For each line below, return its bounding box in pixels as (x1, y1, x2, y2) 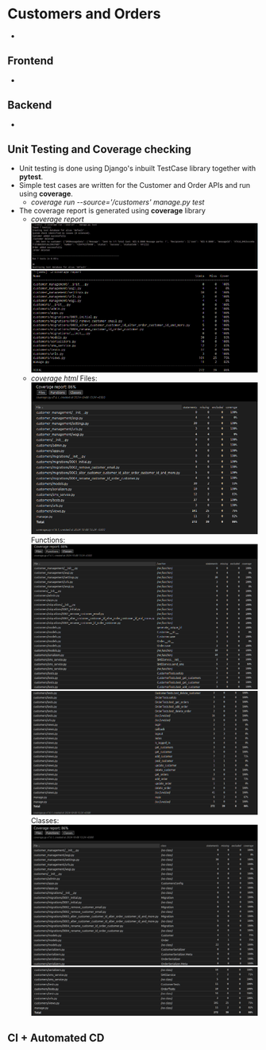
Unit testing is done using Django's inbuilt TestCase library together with (18, 164, 256, 174)
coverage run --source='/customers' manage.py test (30, 197, 205, 207)
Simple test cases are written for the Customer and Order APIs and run (18, 181, 251, 190)
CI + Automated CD (7, 1032, 105, 1044)
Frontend (7, 54, 54, 68)
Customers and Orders (7, 5, 161, 23)
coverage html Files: (30, 373, 98, 383)
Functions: (30, 535, 65, 545)
